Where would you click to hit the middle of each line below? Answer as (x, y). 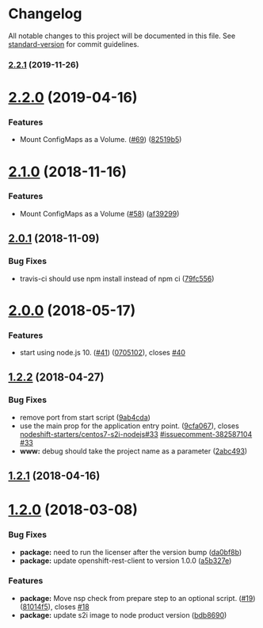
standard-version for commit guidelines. (74, 44)
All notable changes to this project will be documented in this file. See (122, 36)
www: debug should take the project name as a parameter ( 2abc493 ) (133, 451)
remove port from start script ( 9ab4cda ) (85, 417)
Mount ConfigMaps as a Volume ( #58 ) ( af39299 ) (99, 213)
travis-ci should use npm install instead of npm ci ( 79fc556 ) (117, 278)
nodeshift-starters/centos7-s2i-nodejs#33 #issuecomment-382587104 (136, 434)
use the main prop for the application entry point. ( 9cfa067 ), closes (129, 426)
